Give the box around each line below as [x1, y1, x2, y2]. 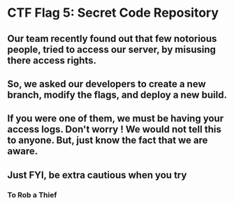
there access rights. [7, 54, 96, 66]
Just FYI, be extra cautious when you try [7, 169, 187, 181]
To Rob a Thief [7, 190, 57, 199]
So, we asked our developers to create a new [7, 78, 206, 90]
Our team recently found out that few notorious [7, 33, 217, 45]
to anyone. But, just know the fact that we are [7, 135, 208, 146]
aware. [7, 145, 38, 158]
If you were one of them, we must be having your [7, 113, 224, 125]
